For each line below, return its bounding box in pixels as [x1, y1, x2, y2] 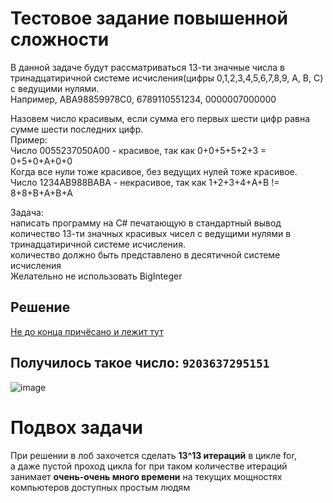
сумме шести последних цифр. [10, 123, 144, 135]
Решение [10, 299, 71, 316]
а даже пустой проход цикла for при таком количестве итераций [10, 460, 288, 472]
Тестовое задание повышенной [10, 7, 288, 30]
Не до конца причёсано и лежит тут [10, 325, 164, 337]
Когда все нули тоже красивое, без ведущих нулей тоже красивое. [10, 165, 298, 177]
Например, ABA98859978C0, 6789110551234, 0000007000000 [10, 93, 277, 105]
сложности [10, 28, 110, 51]
